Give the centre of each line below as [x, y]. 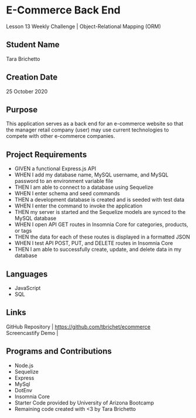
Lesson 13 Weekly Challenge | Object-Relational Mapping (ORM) [83, 26]
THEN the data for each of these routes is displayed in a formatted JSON [102, 237]
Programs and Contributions [59, 351]
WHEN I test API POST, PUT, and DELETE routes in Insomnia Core [94, 243]
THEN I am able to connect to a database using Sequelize [84, 187]
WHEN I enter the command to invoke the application [78, 206]
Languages [27, 274]
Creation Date [32, 77]
